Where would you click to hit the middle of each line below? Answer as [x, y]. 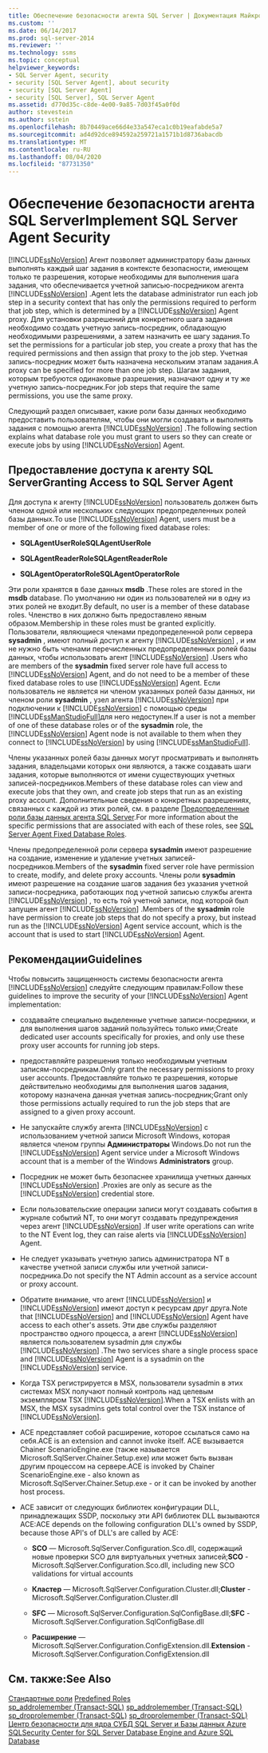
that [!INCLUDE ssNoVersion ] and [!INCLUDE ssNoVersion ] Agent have [134, 1316]
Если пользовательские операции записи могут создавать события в [138, 1209]
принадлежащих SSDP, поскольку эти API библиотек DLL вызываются [140, 1516]
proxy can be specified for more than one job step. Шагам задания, [120, 370]
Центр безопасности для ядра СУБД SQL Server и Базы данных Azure [127, 1723]
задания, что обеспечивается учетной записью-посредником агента [126, 285]
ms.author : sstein [39, 120]
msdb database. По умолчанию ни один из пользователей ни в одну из [130, 598]
